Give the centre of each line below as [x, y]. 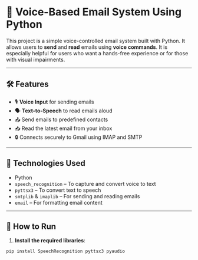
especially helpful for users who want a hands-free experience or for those [97, 53]
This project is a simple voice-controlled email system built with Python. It [96, 41]
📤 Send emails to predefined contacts [61, 119]
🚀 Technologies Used [46, 163]
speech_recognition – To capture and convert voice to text [85, 184]
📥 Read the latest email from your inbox [63, 128]
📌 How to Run [31, 226]
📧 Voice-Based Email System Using [94, 12]
